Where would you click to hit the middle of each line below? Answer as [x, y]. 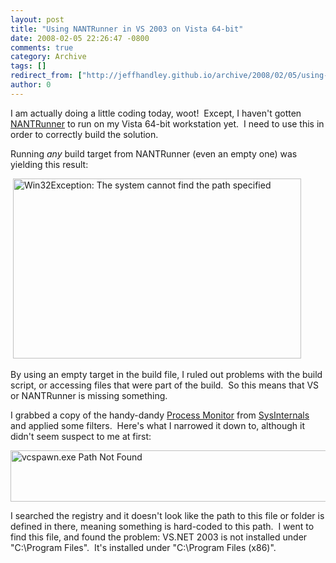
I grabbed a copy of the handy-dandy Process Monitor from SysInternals [160, 415]
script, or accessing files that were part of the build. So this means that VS [165, 385]
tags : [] [28, 66]
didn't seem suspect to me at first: [81, 436]
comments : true [42, 47]
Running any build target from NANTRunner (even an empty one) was [154, 153]
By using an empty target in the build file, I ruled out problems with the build [166, 374]
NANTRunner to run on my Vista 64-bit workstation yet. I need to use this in [167, 123]
